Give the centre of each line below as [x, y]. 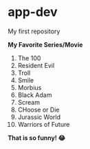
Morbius [30, 87]
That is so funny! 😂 [37, 138]
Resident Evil [36, 65]
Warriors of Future [44, 124]
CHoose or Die [38, 109]
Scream [29, 102]
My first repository [34, 31]
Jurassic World [39, 117]
